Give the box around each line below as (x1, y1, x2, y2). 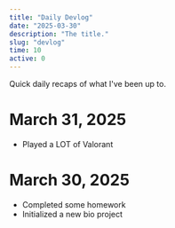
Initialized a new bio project (21, 208, 123, 219)
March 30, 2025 (9, 170, 131, 191)
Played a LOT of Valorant (21, 138, 114, 149)
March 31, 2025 (9, 110, 127, 130)
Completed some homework (21, 199, 126, 209)
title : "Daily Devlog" (9, 12, 93, 22)
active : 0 (9, 54, 46, 63)
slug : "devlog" (9, 37, 66, 47)
